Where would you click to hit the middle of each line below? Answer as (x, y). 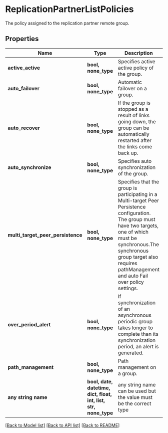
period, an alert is (138, 346)
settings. (128, 288)
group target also (138, 257)
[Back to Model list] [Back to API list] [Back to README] (62, 425)
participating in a (137, 194)
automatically (133, 134)
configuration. (134, 213)
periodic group (135, 321)
